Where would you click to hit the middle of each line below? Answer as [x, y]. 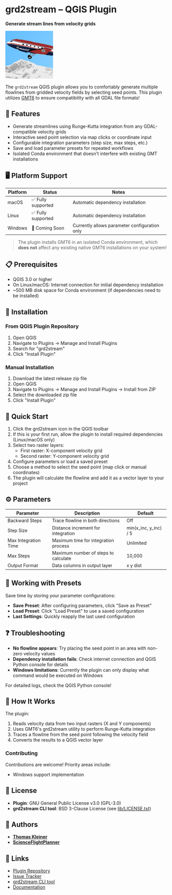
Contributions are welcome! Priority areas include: [58, 764]
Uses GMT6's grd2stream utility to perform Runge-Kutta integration [84, 729]
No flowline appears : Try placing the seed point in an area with [80, 648]
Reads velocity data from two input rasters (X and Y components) [82, 724]
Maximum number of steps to [83, 553]
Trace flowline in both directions [86, 521]
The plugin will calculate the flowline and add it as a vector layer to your [88, 478]
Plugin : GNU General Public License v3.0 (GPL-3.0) [67, 803]
